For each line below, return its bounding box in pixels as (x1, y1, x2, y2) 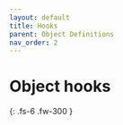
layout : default (9, 12, 70, 22)
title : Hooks (9, 21, 58, 30)
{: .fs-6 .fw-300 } (9, 106, 74, 117)
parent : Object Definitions (9, 29, 115, 38)
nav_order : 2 (9, 37, 58, 47)
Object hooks (9, 77, 111, 96)
